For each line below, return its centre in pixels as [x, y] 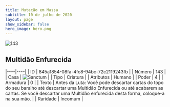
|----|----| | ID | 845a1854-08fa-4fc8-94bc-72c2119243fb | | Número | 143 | [86, 71]
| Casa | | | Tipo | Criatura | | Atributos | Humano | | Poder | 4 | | [84, 77]
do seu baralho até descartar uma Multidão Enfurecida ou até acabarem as [84, 88]
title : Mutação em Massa [32, 10]
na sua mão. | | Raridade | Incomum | [44, 99]
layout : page [19, 19]
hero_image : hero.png [28, 29]
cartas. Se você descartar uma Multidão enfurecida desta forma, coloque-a [85, 93]
